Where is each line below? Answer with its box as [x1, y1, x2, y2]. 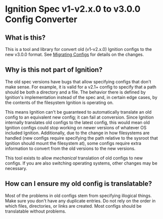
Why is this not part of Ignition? [5, 66, 102, 74]
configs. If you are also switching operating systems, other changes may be [5, 160, 158, 166]
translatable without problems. [5, 208, 66, 214]
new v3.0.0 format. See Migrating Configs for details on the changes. [5, 51, 144, 57]
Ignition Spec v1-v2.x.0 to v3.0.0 [5, 3, 141, 15]
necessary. [5, 165, 28, 171]
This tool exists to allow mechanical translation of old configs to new [5, 155, 143, 161]
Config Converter [5, 14, 78, 25]
